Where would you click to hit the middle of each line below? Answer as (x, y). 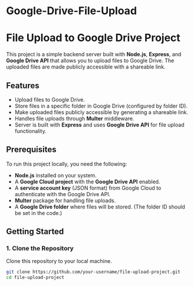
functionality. (30, 131)
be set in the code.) (38, 213)
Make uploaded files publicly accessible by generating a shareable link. (101, 112)
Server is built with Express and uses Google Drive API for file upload (99, 125)
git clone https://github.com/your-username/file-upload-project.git (93, 272)
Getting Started (35, 232)
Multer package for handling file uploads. (65, 200)
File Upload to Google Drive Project (93, 38)
